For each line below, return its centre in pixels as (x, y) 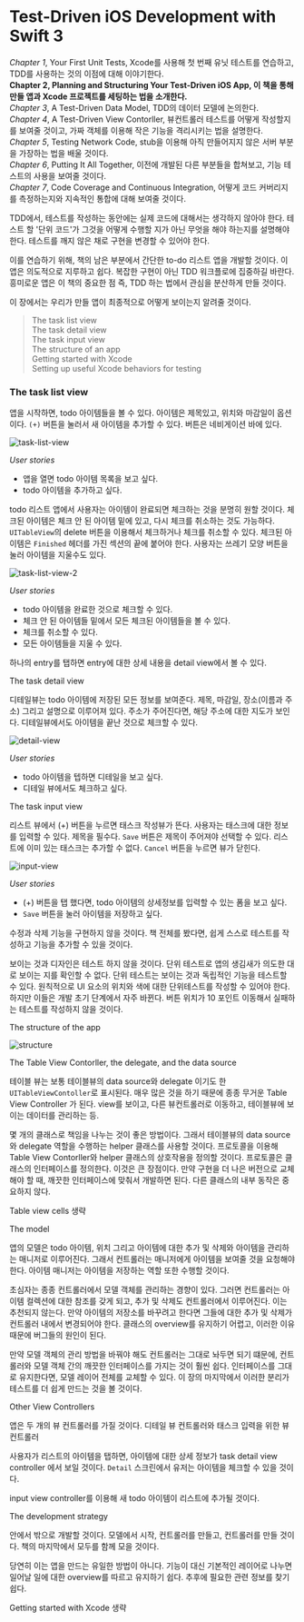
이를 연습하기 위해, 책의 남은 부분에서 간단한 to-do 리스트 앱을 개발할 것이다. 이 (149, 260)
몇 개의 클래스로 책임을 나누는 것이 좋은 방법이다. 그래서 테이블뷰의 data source (150, 1135)
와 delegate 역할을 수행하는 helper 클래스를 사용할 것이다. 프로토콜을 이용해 (144, 1146)
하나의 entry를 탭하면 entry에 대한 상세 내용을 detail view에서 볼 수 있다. (138, 663)
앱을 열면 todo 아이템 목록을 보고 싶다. (90, 479)
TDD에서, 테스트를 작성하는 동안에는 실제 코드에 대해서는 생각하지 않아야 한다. (147, 218)
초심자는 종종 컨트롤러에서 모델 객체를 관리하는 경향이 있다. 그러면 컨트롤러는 (145, 1290)
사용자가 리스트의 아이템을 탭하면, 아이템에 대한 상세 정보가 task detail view (144, 1457)
